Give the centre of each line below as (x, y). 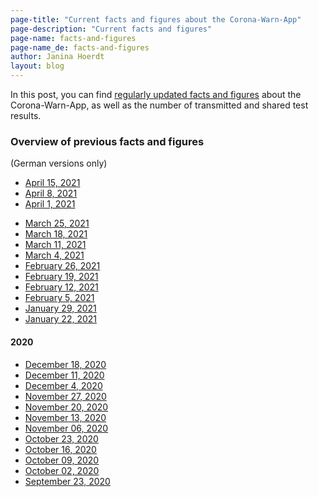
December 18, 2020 (65, 364)
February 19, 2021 (61, 277)
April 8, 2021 (51, 193)
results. (26, 115)
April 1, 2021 (50, 204)
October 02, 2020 (62, 470)
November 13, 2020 (65, 417)
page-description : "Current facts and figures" (111, 29)
